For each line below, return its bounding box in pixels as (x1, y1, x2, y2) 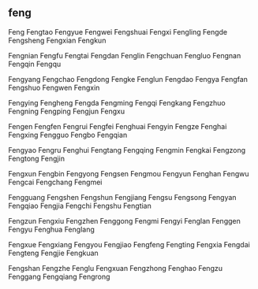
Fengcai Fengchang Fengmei (8, 177, 103, 187)
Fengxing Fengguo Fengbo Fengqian (8, 130, 128, 139)
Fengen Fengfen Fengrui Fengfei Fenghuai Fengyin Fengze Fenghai (8, 121, 227, 131)
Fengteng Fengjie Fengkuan (8, 248, 99, 258)
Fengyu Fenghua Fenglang (8, 224, 95, 234)
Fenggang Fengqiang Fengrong (8, 272, 110, 281)
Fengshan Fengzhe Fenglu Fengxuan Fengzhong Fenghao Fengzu (8, 263, 223, 272)
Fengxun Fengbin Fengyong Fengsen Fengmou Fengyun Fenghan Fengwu (8, 169, 250, 178)
